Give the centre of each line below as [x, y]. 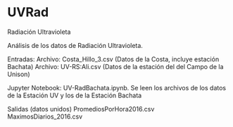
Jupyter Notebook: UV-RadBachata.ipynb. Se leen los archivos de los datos [117, 87]
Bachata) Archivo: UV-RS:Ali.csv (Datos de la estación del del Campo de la [115, 66]
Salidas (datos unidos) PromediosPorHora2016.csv [81, 109]
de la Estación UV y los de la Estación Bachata [75, 95]
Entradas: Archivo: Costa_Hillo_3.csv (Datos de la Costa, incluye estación [113, 59]
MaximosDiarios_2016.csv [45, 116]
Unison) [19, 74]
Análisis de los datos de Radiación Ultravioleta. [75, 45]
